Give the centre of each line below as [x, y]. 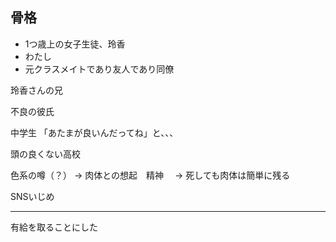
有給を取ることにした [54, 227]
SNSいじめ [32, 196]
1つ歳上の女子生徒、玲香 [75, 44]
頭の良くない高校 [45, 154]
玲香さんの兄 [36, 90]
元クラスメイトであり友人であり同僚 [99, 69]
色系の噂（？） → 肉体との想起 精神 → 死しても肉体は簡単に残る [150, 175]
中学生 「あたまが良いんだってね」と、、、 [94, 132]
